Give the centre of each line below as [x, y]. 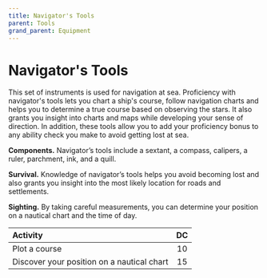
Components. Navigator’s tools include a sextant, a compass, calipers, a [128, 151]
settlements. [29, 191]
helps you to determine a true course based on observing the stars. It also [130, 110]
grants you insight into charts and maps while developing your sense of [126, 118]
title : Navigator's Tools [51, 16]
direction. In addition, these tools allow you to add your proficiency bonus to [133, 127]
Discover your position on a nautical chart [91, 262]
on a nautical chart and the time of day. [73, 216]
